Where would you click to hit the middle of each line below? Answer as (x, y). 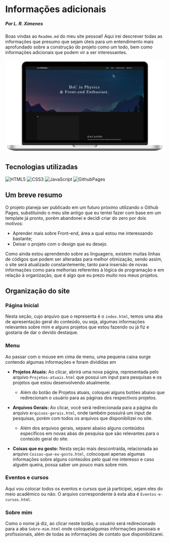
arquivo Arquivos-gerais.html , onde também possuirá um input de (82, 413)
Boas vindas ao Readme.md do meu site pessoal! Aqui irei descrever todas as (84, 36)
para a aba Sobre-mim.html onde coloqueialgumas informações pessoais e (83, 529)
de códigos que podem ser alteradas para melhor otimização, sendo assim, (84, 259)
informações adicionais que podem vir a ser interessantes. (66, 53)
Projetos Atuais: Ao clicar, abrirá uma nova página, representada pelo (86, 372)
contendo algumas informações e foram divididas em (61, 362)
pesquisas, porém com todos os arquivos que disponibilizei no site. (82, 418)
